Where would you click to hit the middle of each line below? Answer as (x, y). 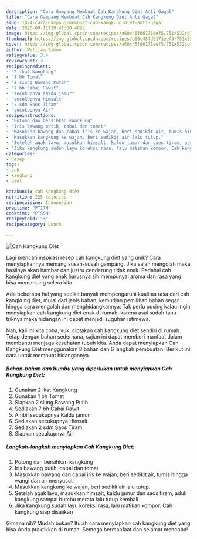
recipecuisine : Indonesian (39, 202)
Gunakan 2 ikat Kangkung (46, 390)
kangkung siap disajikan (44, 511)
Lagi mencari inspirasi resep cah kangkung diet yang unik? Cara (84, 257)
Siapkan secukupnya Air (44, 433)
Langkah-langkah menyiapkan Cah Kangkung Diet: (70, 447)
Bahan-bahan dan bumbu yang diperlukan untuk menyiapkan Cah (89, 369)
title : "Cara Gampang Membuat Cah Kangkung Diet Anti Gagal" (82, 17)
